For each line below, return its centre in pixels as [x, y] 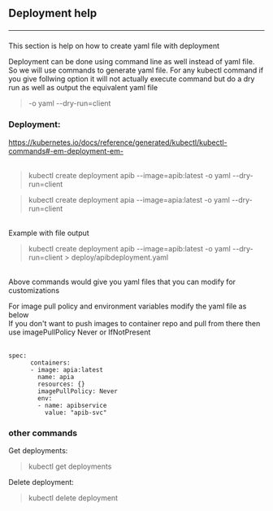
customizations [34, 290]
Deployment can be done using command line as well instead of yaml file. [132, 62]
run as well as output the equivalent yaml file [83, 88]
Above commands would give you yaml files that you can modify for [122, 282]
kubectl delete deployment [73, 498]
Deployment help [53, 13]
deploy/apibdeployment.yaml [120, 257]
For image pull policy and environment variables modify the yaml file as [128, 306]
